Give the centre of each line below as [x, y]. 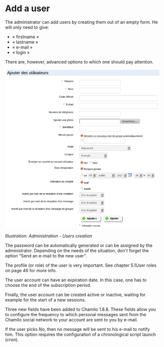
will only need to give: [27, 27]
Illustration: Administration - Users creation [49, 236]
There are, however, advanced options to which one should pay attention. [79, 62]
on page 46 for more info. [31, 271]
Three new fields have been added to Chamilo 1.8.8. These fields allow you [81, 309]
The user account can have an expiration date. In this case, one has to [76, 280]
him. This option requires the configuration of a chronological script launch [81, 335]
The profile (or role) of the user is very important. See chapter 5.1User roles [81, 265]
